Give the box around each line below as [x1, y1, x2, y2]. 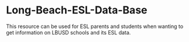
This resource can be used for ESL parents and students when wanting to [6, 23, 184, 30]
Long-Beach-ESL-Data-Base [6, 3, 147, 17]
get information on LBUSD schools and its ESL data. [6, 29, 131, 36]
